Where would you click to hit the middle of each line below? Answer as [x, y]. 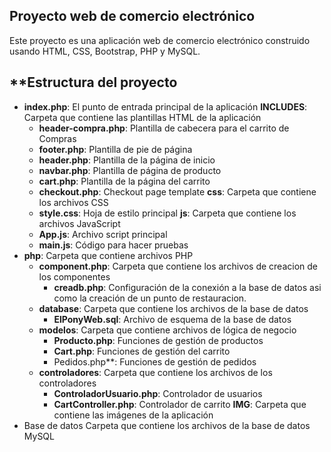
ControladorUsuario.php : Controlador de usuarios [158, 393]
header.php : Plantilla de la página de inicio [127, 160]
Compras [57, 138]
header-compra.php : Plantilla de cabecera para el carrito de [164, 128]
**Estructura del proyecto [93, 82]
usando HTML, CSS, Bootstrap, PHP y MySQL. [105, 51]
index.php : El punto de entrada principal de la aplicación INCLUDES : [165, 106]
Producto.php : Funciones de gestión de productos [158, 340]
